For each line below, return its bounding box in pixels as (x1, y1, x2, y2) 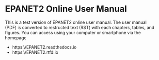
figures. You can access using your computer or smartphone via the (5, 30, 141, 35)
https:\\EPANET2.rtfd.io (12, 49, 59, 55)
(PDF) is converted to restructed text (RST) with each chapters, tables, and (5, 24, 155, 30)
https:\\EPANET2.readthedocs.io (12, 44, 77, 50)
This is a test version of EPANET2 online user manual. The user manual (5, 19, 147, 25)
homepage (5, 35, 27, 41)
